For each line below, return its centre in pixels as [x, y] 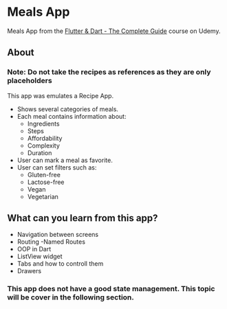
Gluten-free [44, 174]
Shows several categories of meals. [68, 109]
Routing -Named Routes [51, 242]
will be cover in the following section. [71, 297]
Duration [40, 152]
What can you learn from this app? [83, 218]
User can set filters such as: [57, 167]
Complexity [44, 146]
